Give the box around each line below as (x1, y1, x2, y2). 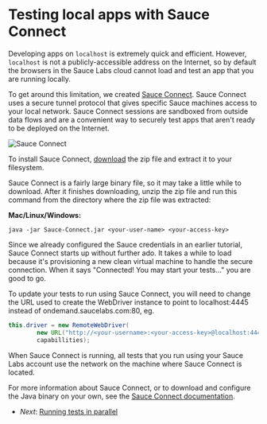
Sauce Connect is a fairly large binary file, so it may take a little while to (8, 177, 242, 188)
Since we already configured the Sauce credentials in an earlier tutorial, (8, 239, 242, 249)
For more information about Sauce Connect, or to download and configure (8, 383, 251, 392)
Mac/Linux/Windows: (8, 210, 82, 220)
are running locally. (8, 74, 72, 84)
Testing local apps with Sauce (8, 6, 211, 24)
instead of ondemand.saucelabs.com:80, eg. (8, 305, 155, 315)
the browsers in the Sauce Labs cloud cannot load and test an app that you (8, 65, 254, 75)
